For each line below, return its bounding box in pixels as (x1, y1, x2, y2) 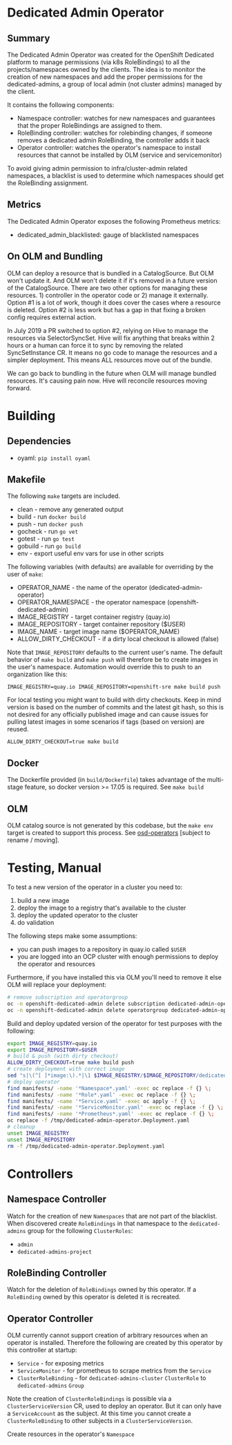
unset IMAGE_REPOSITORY (7, 1136, 76, 1143)
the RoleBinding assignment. (7, 179, 88, 187)
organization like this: (7, 670, 68, 678)
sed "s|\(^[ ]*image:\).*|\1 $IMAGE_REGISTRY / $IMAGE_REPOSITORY (7, 1072, 196, 1079)
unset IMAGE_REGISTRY (7, 1129, 70, 1137)
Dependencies (7, 435, 71, 447)
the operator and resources (17, 960, 95, 968)
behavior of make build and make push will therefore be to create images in (7, 655, 219, 664)
